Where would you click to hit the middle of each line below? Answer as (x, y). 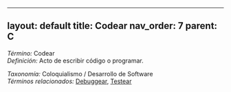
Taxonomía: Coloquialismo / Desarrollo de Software (80, 73)
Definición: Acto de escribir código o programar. (76, 60)
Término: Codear (31, 53)
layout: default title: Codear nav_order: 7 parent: (112, 26)
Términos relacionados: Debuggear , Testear (69, 81)
